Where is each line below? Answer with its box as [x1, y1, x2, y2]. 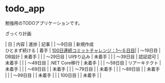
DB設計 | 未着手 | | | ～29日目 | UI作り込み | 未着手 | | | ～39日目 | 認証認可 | [5, 53, 159, 60]
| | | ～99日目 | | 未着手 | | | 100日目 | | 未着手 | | [5, 72, 102, 78]
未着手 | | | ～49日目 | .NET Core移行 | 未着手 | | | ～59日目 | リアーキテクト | [5, 60, 162, 66]
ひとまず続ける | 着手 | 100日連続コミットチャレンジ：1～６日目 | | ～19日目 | [5, 47, 161, 53]
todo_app [5, 3, 45, 14]
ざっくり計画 [5, 30, 31, 36]
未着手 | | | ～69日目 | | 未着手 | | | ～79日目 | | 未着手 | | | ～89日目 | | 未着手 [5, 66, 160, 72]
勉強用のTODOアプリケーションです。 [5, 20, 83, 26]
